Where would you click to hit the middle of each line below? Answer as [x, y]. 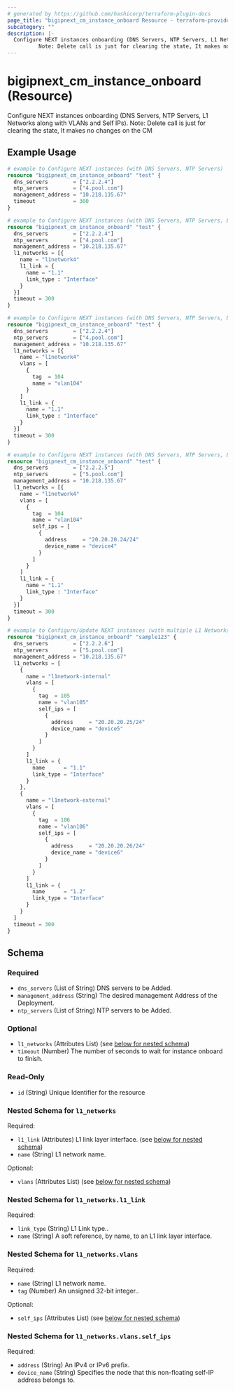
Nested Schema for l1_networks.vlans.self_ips [89, 1336]
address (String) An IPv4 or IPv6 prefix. [73, 1365]
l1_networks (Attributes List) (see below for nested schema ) [104, 1044]
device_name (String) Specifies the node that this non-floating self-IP [116, 1372]
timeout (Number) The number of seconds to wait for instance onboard [120, 1051]
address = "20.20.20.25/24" [98, 722]
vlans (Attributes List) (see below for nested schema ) [94, 1182]
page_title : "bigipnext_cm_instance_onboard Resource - [90, 20]
